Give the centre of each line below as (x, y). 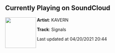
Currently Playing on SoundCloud (58, 8)
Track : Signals (52, 29)
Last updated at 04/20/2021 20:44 (72, 39)
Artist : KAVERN (53, 20)
